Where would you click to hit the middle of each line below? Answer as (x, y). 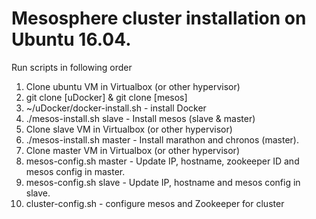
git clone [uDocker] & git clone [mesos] (106, 97)
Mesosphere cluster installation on (159, 18)
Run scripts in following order (72, 67)
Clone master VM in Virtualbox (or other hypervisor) (132, 150)
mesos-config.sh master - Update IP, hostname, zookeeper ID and (162, 161)
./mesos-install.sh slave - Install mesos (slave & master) (140, 118)
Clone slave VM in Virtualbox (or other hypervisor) (129, 129)
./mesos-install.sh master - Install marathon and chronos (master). (162, 139)
